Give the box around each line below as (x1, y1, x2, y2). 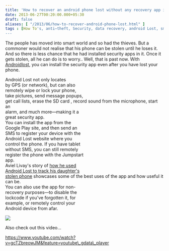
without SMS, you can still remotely (5, 146, 78, 153)
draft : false (5, 17, 33, 22)
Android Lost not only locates (5, 77, 66, 83)
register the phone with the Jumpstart (5, 152, 84, 158)
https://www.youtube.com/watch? (5, 234, 76, 240)
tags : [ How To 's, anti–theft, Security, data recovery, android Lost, (5, 26, 158, 31)
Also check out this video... (5, 225, 62, 231)
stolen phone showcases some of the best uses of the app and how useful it (5, 173, 163, 179)
